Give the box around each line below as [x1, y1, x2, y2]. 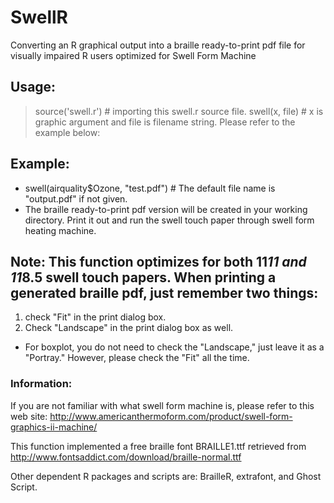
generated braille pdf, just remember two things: [10, 284, 319, 301]
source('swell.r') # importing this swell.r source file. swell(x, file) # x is [34, 105, 324, 117]
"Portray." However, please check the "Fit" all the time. [24, 352, 250, 364]
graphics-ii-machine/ [10, 421, 98, 433]
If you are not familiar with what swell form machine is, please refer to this [10, 399, 315, 411]
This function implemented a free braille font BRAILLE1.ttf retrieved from [10, 440, 307, 452]
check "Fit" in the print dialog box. [24, 311, 167, 323]
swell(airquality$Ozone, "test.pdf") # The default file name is [24, 182, 276, 194]
